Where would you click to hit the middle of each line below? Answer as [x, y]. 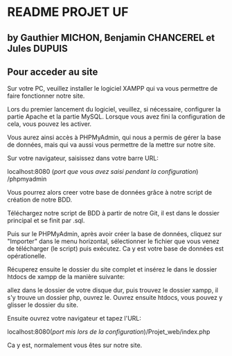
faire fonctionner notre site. [46, 96]
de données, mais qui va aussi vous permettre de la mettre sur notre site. [111, 145]
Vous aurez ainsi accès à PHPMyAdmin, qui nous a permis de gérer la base [114, 137]
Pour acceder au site [53, 72]
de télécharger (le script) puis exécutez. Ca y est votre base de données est [115, 249]
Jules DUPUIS [37, 48]
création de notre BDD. [40, 200]
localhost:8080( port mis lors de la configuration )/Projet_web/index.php [109, 332]
